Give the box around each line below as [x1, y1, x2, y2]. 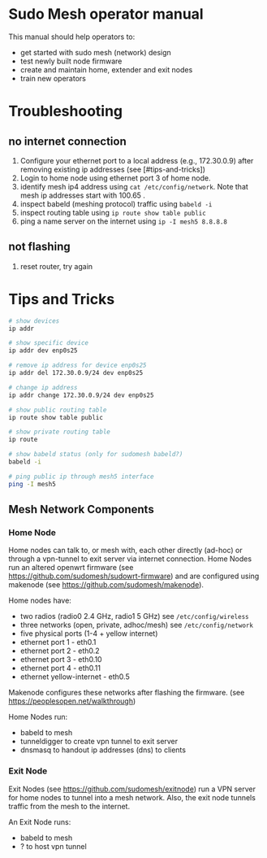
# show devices [8, 316, 60, 325]
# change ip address [8, 383, 79, 391]
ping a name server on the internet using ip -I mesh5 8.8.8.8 [19, 216, 228, 226]
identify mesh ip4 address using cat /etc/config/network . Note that [19, 181, 249, 191]
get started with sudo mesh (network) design [19, 47, 172, 57]
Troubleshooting [8, 102, 123, 120]
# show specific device [8, 339, 89, 347]
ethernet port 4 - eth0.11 [19, 664, 101, 673]
